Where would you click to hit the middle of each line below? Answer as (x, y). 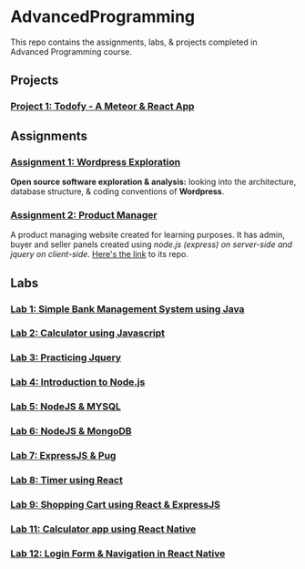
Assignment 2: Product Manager (84, 214)
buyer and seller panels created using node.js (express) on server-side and (152, 244)
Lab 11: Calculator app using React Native (103, 529)
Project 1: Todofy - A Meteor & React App (102, 107)
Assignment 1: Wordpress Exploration (96, 161)
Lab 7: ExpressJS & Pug (63, 456)
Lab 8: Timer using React (67, 480)
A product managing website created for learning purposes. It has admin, (148, 235)
